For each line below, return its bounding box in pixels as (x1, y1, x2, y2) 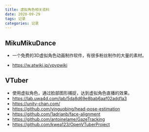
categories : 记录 (5, 21, 39, 26)
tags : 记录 (5, 16, 26, 21)
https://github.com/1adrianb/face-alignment (12, 111, 101, 117)
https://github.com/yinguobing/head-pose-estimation (12, 106, 121, 111)
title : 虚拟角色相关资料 (5, 7, 50, 12)
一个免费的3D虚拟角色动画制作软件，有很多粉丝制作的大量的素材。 (12, 52, 147, 59)
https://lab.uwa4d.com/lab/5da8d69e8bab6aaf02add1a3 (12, 95, 127, 101)
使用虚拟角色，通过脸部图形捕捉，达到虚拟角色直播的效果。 (12, 90, 132, 96)
